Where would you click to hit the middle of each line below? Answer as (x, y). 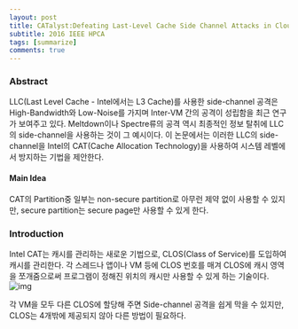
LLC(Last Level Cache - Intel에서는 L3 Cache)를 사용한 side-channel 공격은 (144, 102)
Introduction (36, 233)
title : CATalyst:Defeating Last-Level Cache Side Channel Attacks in (141, 26)
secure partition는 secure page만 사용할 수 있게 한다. (115, 210)
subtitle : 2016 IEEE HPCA (57, 34)
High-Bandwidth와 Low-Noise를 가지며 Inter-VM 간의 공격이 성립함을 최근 (140, 113)
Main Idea (28, 178)
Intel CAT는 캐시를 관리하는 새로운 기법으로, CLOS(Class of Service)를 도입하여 (148, 254)
